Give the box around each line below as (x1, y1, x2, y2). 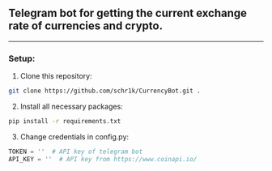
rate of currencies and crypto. (8, 19, 164, 33)
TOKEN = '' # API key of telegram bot (8, 147, 143, 156)
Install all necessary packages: (19, 101, 123, 111)
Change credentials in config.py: (19, 131, 130, 141)
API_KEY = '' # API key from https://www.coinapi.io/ (8, 155, 198, 163)
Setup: (8, 53, 36, 64)
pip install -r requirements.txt (8, 117, 121, 125)
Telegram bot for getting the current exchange (8, 6, 248, 20)
